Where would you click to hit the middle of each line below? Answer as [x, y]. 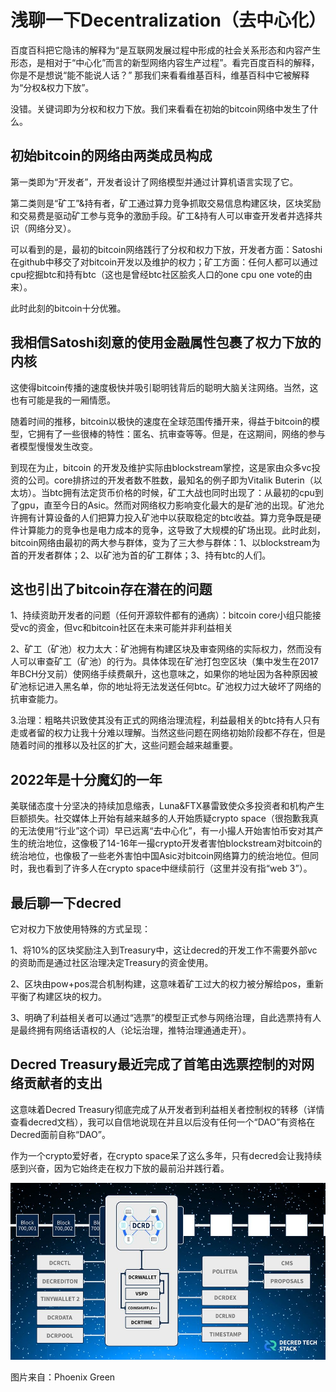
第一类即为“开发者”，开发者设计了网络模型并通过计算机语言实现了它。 [154, 182]
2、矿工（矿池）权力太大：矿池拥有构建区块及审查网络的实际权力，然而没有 [166, 649]
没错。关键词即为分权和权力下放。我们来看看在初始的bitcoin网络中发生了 [160, 108]
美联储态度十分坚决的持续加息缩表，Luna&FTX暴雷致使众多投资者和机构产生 [167, 806]
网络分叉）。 [52, 228]
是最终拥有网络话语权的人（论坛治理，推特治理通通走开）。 [131, 1030]
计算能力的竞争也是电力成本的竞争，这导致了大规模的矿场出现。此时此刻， [172, 530]
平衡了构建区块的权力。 [58, 996]
